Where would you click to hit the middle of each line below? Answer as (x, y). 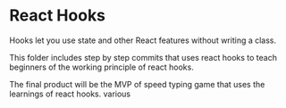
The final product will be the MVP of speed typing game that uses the (137, 84)
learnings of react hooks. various (70, 94)
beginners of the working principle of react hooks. (101, 67)
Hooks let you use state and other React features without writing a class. (143, 40)
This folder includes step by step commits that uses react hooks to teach (143, 57)
